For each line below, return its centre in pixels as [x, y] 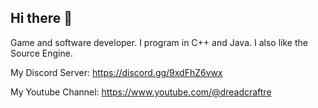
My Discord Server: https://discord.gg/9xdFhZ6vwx [116, 72]
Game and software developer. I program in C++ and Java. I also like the [159, 42]
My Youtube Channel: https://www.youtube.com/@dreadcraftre [141, 92]
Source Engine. [41, 53]
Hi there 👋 [41, 18]
